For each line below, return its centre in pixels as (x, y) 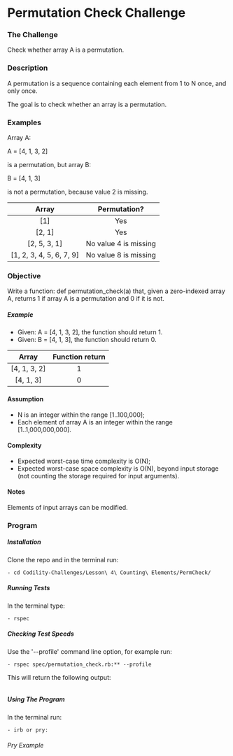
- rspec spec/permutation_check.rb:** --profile (79, 664)
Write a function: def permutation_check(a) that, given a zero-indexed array (116, 291)
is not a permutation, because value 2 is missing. (78, 192)
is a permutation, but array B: (49, 165)
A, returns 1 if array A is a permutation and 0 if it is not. (86, 299)
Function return (79, 357)
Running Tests (29, 588)
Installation (24, 542)
